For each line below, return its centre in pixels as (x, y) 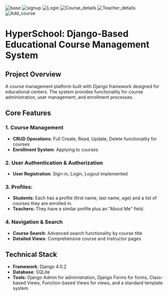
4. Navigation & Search (34, 222)
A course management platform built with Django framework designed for (82, 86)
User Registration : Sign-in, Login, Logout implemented (70, 173)
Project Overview (33, 74)
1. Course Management (35, 128)
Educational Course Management (77, 45)
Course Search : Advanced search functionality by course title (77, 233)
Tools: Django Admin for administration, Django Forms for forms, (80, 278)
